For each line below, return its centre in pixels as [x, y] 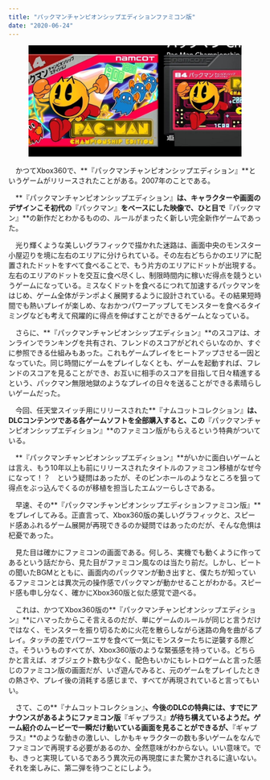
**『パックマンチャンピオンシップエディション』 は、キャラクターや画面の [138, 198]
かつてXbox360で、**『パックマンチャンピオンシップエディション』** [132, 171]
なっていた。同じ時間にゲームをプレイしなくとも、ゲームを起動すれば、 [128, 363]
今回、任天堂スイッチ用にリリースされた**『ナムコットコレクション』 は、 [138, 410]
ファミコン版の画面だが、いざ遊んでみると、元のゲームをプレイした [135, 670]
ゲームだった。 [40, 393]
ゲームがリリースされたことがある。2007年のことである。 [119, 180]
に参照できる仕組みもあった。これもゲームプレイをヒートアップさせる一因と [135, 353]
